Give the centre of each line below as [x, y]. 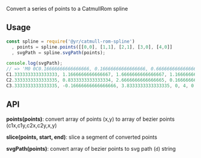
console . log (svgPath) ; [34, 63]
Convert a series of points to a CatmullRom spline [67, 9]
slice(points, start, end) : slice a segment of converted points [82, 137]
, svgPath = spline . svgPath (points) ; [59, 53]
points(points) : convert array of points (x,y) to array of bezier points [91, 119]
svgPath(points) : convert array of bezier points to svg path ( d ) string [91, 148]
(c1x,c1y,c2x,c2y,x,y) [32, 125]
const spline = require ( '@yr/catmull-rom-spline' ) [71, 41]
